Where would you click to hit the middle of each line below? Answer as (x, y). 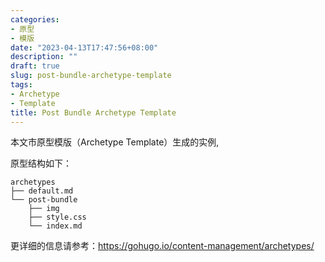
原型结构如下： (41, 163)
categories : (35, 19)
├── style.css (57, 217)
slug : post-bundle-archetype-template (91, 76)
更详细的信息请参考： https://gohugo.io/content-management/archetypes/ (162, 246)
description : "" (44, 57)
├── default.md (42, 191)
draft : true (35, 66)
